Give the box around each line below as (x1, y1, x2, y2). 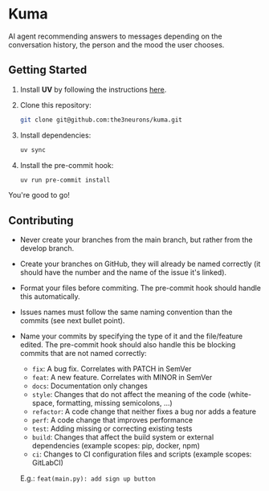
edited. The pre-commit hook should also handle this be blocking (19, 340, 236, 350)
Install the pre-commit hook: (19, 160, 114, 170)
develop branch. (19, 243, 75, 253)
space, (31, 399, 55, 408)
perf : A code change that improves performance (31, 415, 194, 425)
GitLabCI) (31, 458, 64, 468)
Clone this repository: (19, 100, 92, 109)
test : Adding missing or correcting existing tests (31, 423, 193, 434)
